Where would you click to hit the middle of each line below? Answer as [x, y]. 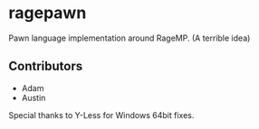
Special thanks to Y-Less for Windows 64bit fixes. [101, 115]
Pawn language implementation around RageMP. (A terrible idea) [129, 38]
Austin [34, 97]
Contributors [46, 66]
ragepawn [48, 13]
